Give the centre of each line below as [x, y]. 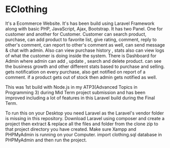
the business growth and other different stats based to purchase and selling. [85, 66]
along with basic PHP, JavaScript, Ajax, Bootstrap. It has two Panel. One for [84, 28]
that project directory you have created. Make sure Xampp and [71, 129]
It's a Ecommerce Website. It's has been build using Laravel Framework [80, 23]
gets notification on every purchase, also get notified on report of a [75, 71]
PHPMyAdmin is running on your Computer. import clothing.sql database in [84, 134]
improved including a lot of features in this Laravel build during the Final [80, 98]
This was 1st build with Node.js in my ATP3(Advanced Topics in [72, 87]
